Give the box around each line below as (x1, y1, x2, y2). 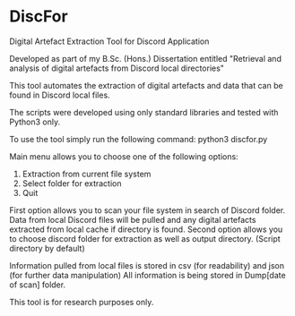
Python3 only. (9, 116, 61, 127)
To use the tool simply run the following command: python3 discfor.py (9, 133, 268, 144)
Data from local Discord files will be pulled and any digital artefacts (9, 214, 256, 225)
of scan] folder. (9, 279, 65, 290)
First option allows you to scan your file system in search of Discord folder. (9, 204, 285, 216)
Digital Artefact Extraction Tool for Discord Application (9, 36, 210, 47)
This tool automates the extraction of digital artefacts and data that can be (9, 80, 284, 90)
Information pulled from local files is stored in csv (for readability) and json (9, 260, 285, 270)
